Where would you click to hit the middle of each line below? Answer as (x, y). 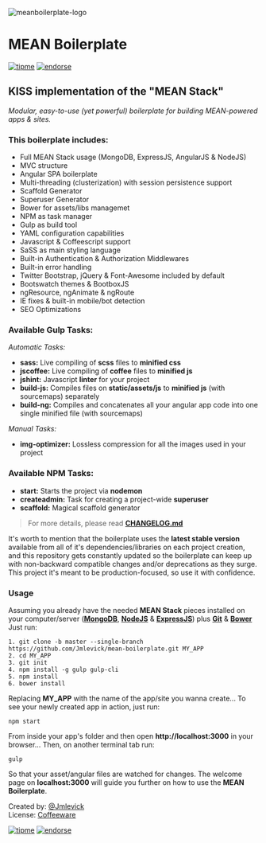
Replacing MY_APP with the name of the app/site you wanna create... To (127, 698)
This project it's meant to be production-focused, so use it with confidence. (132, 572)
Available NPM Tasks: (51, 474)
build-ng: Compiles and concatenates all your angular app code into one (139, 405)
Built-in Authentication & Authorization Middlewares (104, 259)
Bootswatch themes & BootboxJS (74, 284)
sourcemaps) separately (60, 396)
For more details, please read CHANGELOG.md (105, 523)
